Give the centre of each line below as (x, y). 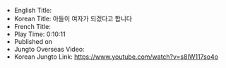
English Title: (33, 10)
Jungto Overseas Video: (49, 49)
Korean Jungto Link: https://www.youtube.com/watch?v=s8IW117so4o (116, 57)
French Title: (32, 27)
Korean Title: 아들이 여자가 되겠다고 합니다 (73, 18)
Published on (33, 41)
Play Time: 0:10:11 (40, 34)
